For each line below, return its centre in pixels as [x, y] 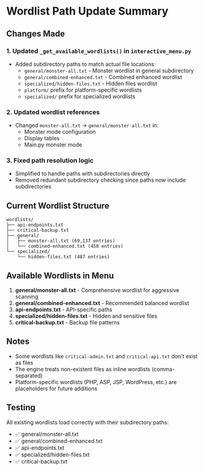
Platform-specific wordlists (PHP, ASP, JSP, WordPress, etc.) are [96, 382]
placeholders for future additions [56, 388]
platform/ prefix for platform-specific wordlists [83, 90]
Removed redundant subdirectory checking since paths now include [100, 180]
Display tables [42, 139]
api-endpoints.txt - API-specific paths [63, 310]
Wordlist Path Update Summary [87, 11]
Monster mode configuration [60, 132]
